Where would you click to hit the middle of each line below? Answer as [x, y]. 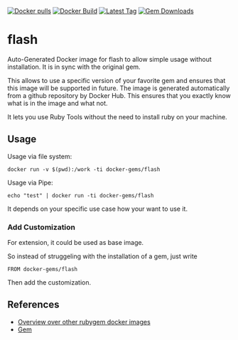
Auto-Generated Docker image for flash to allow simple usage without [109, 59]
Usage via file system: [40, 156]
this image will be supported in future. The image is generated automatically [119, 88]
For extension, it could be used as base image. [76, 243]
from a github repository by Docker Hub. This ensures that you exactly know [119, 95]
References [33, 305]
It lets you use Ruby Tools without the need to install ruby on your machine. [117, 116]
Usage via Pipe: [30, 182]
